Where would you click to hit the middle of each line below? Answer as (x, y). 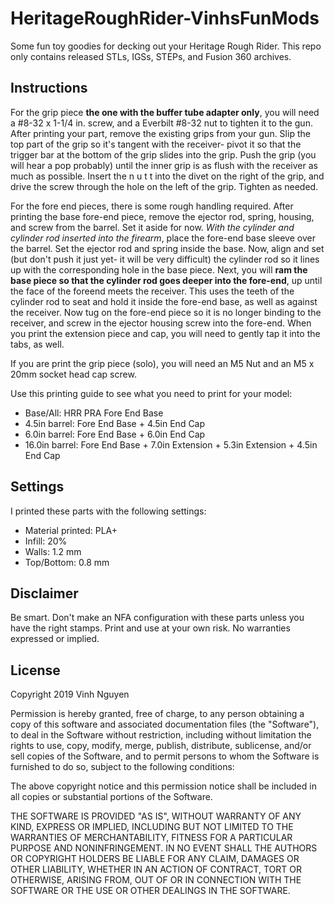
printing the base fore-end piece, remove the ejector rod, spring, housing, (162, 216)
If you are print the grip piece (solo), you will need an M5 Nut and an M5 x (162, 363)
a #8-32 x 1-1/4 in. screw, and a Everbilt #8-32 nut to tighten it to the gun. (161, 123)
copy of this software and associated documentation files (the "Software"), (165, 724)
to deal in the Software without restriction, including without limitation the (161, 735)
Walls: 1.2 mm (53, 551)
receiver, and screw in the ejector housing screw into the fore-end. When (161, 323)
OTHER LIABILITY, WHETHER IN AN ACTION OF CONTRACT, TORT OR (156, 869)
